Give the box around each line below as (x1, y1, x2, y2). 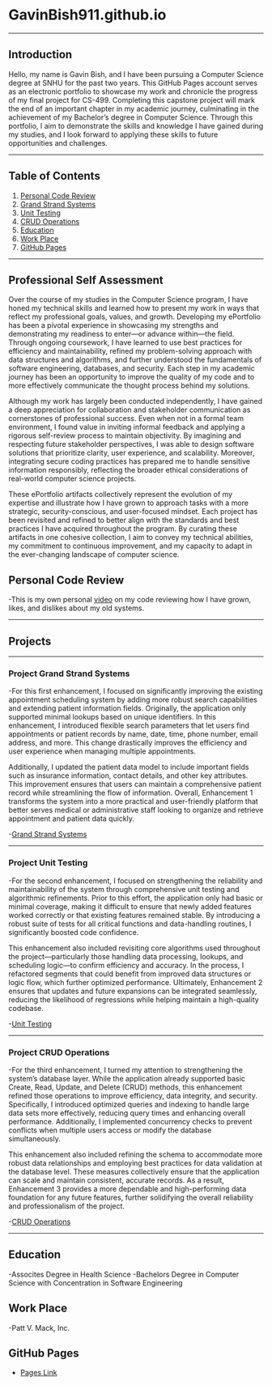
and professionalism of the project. (8, 1200, 125, 1211)
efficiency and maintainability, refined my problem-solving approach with (8, 346, 253, 356)
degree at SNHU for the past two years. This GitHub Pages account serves (8, 78, 257, 87)
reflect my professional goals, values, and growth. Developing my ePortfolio (8, 312, 261, 321)
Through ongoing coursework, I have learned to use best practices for (8, 338, 243, 347)
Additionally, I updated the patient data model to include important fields (8, 763, 249, 772)
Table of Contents (8, 169, 101, 183)
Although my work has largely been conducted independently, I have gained (8, 397, 263, 406)
